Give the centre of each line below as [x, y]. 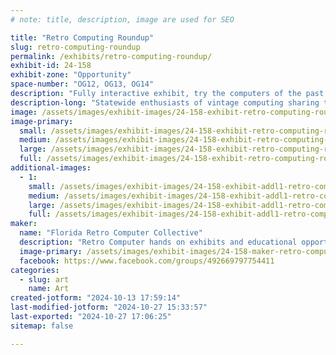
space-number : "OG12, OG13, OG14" [82, 84]
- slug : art [44, 279]
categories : [35, 270]
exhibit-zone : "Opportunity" [71, 75]
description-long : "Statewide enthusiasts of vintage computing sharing [165, 102]
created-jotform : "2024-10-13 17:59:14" [96, 298]
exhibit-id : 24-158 [51, 66]
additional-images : [51, 168]
